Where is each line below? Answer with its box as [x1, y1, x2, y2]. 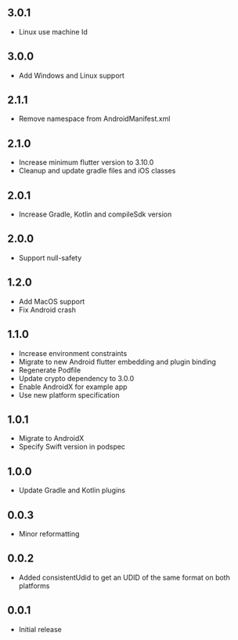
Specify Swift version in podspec [18, 442, 126, 452]
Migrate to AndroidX [18, 434, 85, 443]
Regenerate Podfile [18, 365, 81, 375]
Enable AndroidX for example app [18, 382, 128, 391]
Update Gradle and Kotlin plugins [18, 485, 126, 495]
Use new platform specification [18, 390, 120, 399]
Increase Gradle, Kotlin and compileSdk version [18, 209, 172, 219]
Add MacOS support [18, 296, 85, 306]
